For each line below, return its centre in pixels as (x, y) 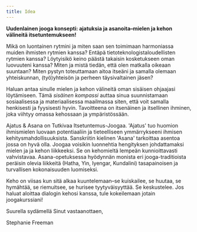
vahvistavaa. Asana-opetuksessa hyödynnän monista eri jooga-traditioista (96, 156)
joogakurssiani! (24, 200)
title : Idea (21, 12)
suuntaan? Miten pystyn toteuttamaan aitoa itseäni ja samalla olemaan (91, 71)
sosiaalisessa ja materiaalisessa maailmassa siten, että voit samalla (88, 102)
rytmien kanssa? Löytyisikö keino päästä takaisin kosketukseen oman (91, 58)
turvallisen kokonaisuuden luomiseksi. (52, 169)
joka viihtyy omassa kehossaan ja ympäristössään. (68, 114)
